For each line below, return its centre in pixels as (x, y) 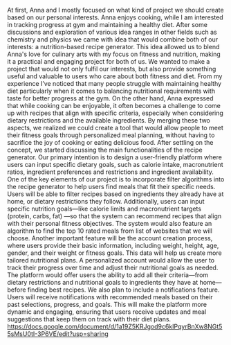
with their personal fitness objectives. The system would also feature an (110, 223)
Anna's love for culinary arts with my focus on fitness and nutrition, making (114, 54)
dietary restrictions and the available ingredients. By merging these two (109, 120)
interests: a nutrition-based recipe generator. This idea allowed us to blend (113, 47)
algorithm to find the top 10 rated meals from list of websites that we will (110, 231)
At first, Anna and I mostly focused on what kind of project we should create (115, 10)
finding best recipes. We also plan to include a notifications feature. (123, 290)
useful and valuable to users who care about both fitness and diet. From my (115, 76)
